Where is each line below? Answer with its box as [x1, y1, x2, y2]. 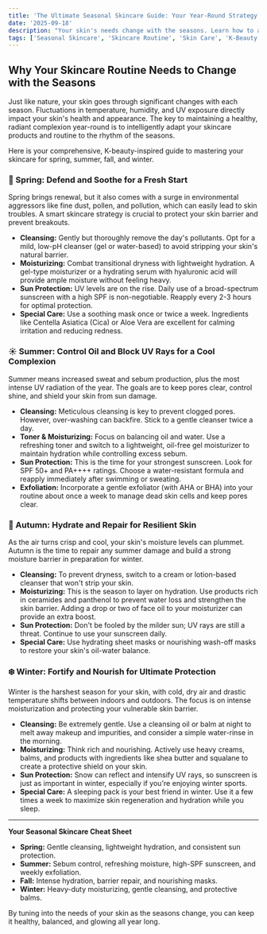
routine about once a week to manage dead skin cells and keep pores [19, 491, 248, 500]
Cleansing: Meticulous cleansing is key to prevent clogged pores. [19, 407, 236, 416]
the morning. [19, 737, 62, 746]
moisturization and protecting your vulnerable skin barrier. [8, 704, 199, 714]
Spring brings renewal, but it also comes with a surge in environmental [8, 193, 239, 202]
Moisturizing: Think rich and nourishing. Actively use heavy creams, [19, 745, 245, 754]
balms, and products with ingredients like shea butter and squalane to [19, 753, 249, 763]
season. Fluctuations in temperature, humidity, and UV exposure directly [8, 105, 245, 115]
